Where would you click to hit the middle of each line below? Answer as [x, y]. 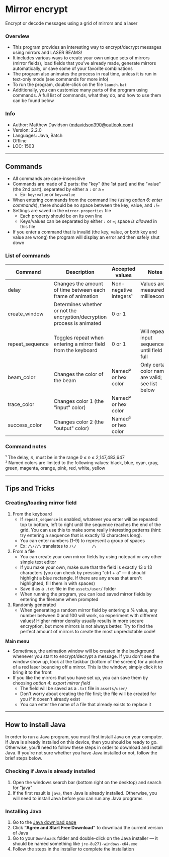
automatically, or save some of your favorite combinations [73, 68]
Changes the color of [78, 374]
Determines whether [78, 304]
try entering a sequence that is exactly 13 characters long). [81, 535]
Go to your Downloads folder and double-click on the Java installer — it [85, 838]
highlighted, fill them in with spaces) [58, 583]
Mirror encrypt [36, 9]
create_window [26, 314]
